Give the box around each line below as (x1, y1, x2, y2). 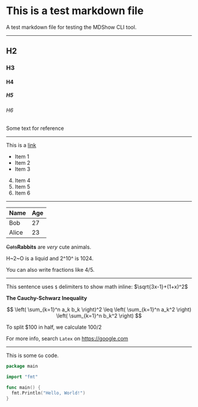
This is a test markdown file (6, 4, 144, 18)
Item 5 (14, 184, 31, 191)
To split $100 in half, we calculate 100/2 (6, 323, 102, 331)
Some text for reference (6, 125, 64, 132)
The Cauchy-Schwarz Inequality (6, 295, 87, 302)
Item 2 (14, 159, 31, 166)
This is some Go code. (6, 352, 59, 359)
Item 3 (14, 166, 31, 173)
